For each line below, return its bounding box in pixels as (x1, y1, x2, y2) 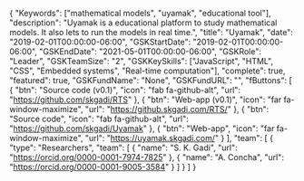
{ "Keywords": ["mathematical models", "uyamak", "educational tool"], (9, 8, 271, 18)
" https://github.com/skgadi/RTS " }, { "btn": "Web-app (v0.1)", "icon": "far (9, 94, 282, 105)
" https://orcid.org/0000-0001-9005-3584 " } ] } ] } (9, 162, 197, 172)
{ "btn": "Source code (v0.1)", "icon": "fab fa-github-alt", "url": (9, 85, 241, 95)
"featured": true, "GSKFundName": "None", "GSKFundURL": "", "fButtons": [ (9, 75, 292, 85)
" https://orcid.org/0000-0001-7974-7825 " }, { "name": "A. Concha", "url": (9, 152, 284, 162)
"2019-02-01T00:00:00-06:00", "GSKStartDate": (9, 36, 191, 47)
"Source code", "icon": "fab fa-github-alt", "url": (9, 113, 189, 124)
